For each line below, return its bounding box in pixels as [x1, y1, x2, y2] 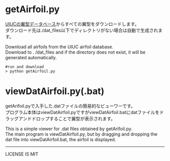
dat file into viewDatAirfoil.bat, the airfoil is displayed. [5, 136, 116, 142]
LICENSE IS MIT [5, 151, 39, 157]
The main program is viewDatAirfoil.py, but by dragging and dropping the [5, 131, 158, 137]
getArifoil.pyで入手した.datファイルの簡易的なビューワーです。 [5, 103, 136, 109]
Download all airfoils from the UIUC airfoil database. [5, 44, 114, 50]
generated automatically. [5, 54, 57, 60]
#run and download [5, 64, 44, 69]
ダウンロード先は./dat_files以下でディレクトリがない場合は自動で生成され [5, 27, 158, 33]
